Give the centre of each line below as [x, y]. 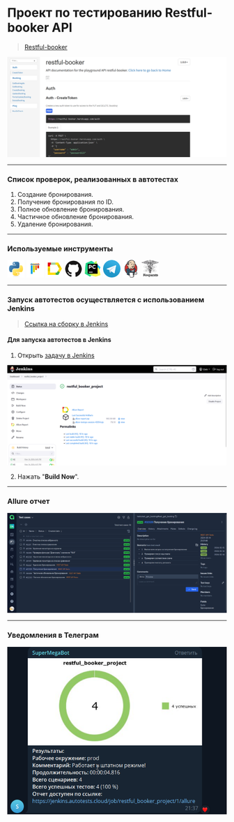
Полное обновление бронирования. [71, 209]
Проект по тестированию [85, 13]
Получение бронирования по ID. [65, 202]
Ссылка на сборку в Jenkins [66, 324]
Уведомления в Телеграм [53, 635]
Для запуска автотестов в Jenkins [59, 340]
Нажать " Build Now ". [48, 477]
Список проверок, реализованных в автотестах [93, 179]
